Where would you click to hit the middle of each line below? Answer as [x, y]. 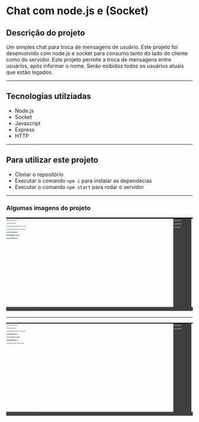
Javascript [28, 123]
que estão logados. [30, 72]
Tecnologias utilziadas [49, 96]
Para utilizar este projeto [52, 160]
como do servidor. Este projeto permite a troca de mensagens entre [89, 60]
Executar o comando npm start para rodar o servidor [79, 187]
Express [25, 129]
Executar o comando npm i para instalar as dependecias [83, 180]
